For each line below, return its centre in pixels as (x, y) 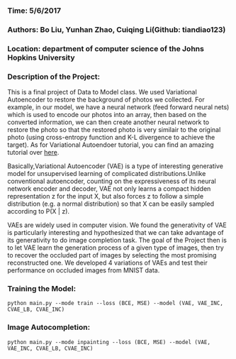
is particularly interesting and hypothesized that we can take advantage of (116, 233)
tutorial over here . (33, 153)
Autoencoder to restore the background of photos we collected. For (106, 100)
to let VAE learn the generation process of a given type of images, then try (116, 248)
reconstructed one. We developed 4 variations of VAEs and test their (107, 263)
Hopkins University (41, 57)
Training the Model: (42, 288)
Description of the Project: (54, 77)
